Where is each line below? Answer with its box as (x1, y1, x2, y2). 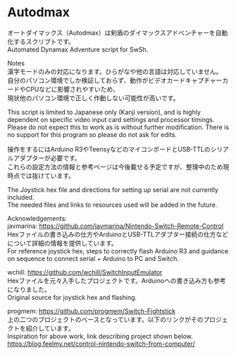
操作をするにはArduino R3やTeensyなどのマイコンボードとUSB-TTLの (7, 145, 211, 153)
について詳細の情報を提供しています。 (7, 239, 118, 247)
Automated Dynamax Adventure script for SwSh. (7, 45, 149, 54)
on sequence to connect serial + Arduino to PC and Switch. (7, 254, 180, 263)
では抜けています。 (19, 171, 75, 180)
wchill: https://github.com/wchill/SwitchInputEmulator (7, 267, 163, 276)
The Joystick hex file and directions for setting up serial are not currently (7, 185, 218, 194)
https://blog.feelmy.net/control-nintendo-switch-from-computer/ (7, 339, 195, 348)
